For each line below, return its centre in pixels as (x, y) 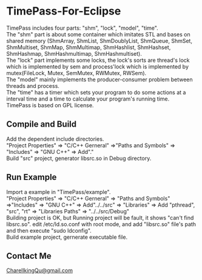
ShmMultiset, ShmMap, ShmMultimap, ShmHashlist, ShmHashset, (89, 47)
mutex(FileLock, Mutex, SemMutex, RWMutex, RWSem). (76, 73)
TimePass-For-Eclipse (64, 11)
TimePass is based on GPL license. (50, 105)
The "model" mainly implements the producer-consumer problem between (99, 79)
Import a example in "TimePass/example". (59, 192)
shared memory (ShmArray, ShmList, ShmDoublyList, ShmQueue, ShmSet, (99, 41)
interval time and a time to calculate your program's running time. (88, 99)
